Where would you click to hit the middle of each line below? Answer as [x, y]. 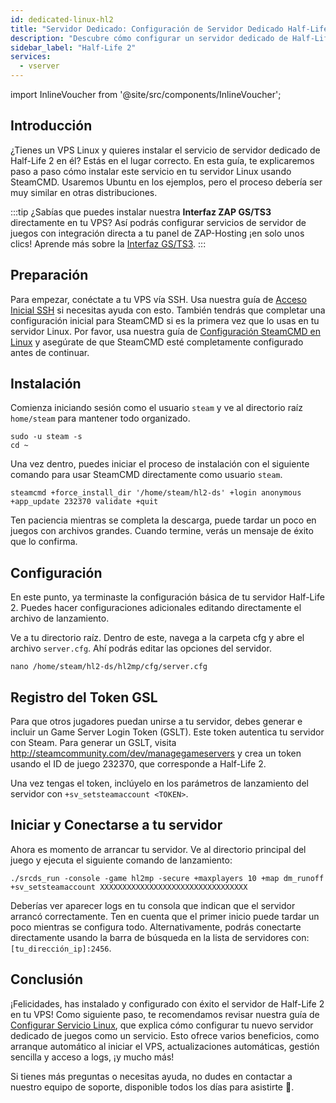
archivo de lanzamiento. [60, 618]
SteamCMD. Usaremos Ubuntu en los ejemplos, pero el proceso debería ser [166, 182]
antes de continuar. [50, 352]
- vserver [39, 66]
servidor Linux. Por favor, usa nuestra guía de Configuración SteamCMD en [165, 331]
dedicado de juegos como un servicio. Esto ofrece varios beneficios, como [165, 1035]
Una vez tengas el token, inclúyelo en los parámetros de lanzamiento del [159, 783]
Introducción [51, 126]
